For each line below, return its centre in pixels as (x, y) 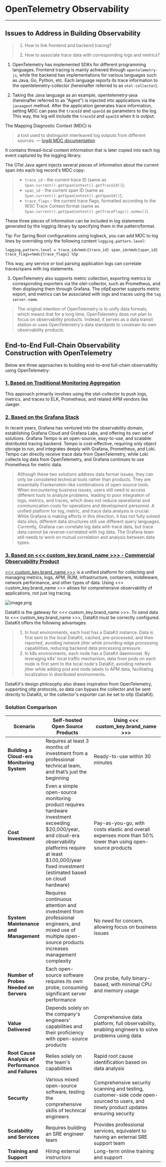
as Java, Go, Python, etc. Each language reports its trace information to (85, 80)
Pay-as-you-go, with (119, 823)
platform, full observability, (125, 1023)
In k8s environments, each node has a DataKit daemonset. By (87, 653)
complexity (59, 961)
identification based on (120, 1062)
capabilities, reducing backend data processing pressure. (83, 648)
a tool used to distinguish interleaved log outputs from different (81, 135)
